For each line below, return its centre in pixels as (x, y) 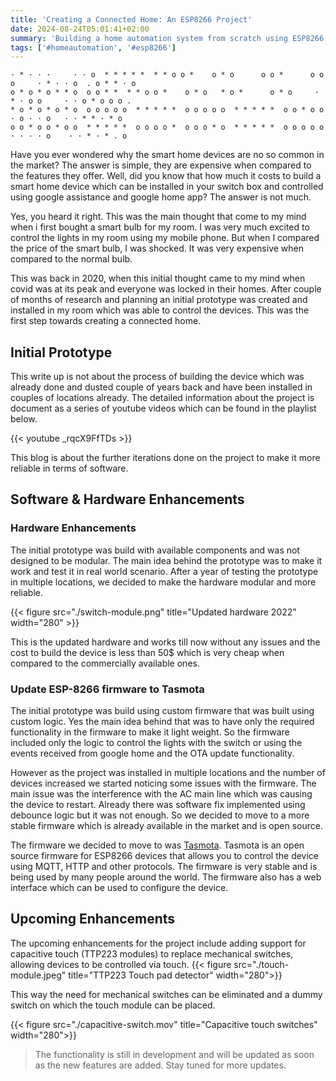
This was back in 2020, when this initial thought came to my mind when (158, 278)
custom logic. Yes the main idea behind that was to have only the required (162, 722)
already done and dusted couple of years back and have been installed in (161, 387)
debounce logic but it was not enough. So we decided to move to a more (160, 815)
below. (24, 419)
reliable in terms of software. (69, 468)
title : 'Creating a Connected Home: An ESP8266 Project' (131, 19)
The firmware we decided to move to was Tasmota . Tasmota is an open (157, 845)
